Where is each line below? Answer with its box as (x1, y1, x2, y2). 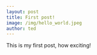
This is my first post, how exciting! (6, 42, 92, 49)
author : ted (6, 25, 36, 32)
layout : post (6, 8, 39, 15)
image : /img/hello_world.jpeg (6, 20, 83, 26)
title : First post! (6, 14, 55, 20)
